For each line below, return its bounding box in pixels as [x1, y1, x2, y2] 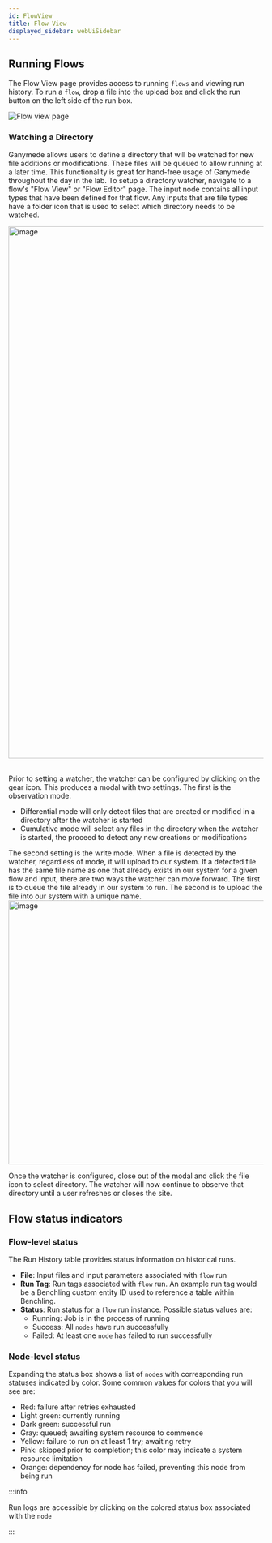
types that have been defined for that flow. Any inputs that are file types [8, 193, 249, 203]
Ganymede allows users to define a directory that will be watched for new [8, 150, 255, 160]
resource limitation [19, 1454, 83, 1464]
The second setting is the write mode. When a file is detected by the [8, 848, 236, 858]
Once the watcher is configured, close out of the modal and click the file [8, 1171, 249, 1181]
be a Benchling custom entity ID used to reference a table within [19, 1288, 235, 1297]
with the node [8, 1511, 53, 1521]
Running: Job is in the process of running [32, 1314, 170, 1323]
